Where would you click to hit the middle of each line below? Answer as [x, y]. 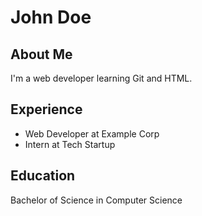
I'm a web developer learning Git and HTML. [101, 78]
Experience [46, 109]
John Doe [51, 17]
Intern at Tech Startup [70, 144]
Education [43, 176]
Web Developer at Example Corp [92, 133]
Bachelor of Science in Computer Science [96, 200]
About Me [41, 54]
